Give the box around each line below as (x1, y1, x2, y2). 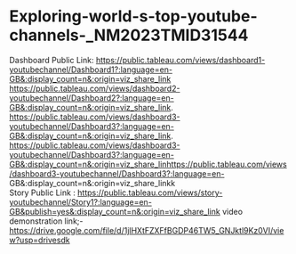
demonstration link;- (9, 216, 84, 226)
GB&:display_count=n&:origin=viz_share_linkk (9, 177, 176, 188)
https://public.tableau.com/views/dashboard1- (95, 54, 266, 65)
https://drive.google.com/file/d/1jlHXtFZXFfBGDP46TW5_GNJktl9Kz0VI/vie (9, 225, 284, 235)
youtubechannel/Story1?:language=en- (9, 196, 153, 207)
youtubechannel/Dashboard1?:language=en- (9, 64, 173, 75)
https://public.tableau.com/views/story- (76, 187, 223, 198)
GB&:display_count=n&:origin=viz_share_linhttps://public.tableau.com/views (9, 159, 287, 169)
